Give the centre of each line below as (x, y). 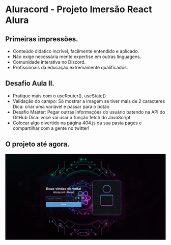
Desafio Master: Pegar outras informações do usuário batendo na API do (89, 112)
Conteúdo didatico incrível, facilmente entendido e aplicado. (76, 51)
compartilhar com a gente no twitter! (51, 128)
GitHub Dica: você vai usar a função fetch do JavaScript (72, 117)
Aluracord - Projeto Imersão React (79, 9)
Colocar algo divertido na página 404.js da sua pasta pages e (77, 123)
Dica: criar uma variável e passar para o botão (61, 106)
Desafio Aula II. (30, 83)
